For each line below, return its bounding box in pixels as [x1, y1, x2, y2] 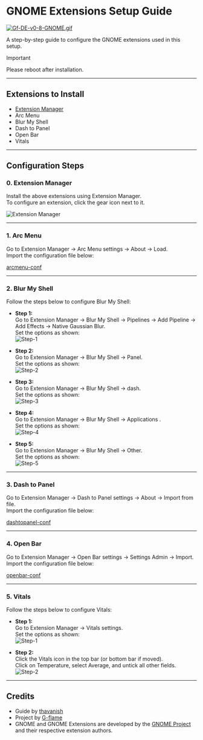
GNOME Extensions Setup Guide [6, 4, 172, 18]
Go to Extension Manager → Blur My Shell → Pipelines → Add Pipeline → [14, 316, 196, 323]
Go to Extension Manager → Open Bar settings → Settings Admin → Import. [6, 553, 194, 561]
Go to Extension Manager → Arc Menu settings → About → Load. [6, 245, 168, 253]
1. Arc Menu [6, 231, 42, 240]
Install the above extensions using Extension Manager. [6, 193, 142, 200]
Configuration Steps [6, 160, 85, 171]
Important [6, 54, 31, 61]
